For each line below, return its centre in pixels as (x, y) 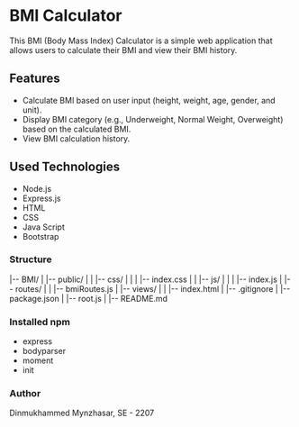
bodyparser (44, 351)
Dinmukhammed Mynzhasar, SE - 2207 (82, 413)
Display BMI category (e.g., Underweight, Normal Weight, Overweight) (153, 119)
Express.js (41, 198)
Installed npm (40, 322)
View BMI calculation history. (76, 138)
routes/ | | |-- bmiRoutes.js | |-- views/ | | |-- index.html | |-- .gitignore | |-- (153, 288)
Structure (31, 259)
